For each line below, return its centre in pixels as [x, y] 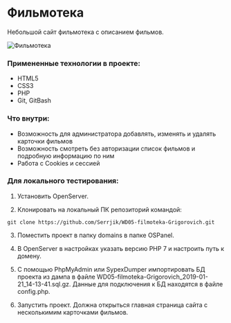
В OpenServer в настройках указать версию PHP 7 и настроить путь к [121, 248]
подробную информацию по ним [66, 156]
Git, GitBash [34, 101]
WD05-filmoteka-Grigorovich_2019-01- [153, 277]
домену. [29, 256]
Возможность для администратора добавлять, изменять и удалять [117, 134]
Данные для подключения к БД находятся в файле [148, 284]
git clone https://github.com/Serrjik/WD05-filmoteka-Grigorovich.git [111, 222]
